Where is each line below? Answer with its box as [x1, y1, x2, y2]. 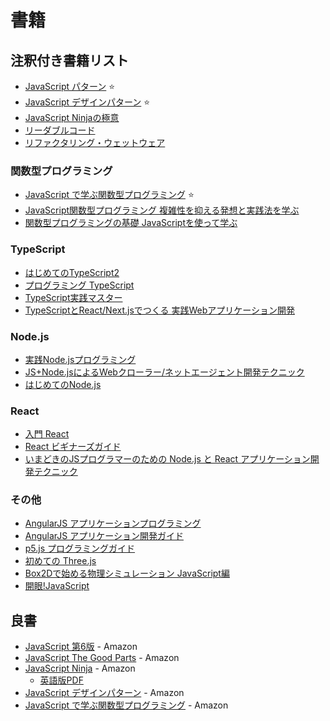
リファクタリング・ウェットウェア [24, 137, 166, 148]
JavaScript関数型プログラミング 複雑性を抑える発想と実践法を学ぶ [24, 204, 300, 216]
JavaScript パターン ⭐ [24, 81, 116, 92]
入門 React [24, 428, 70, 440]
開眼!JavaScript [24, 580, 90, 592]
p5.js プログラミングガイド [24, 542, 136, 555]
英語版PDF [39, 674, 84, 686]
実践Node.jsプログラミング [24, 353, 137, 365]
